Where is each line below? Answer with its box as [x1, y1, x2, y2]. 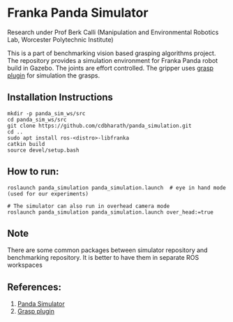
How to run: [7, 166, 59, 177]
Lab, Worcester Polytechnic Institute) [7, 35, 114, 43]
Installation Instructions [7, 92, 114, 103]
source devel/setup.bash [7, 147, 80, 154]
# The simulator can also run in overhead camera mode [7, 203, 170, 210]
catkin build [7, 140, 45, 147]
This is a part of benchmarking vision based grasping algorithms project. [7, 49, 216, 57]
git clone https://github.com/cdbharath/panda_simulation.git [7, 122, 192, 129]
